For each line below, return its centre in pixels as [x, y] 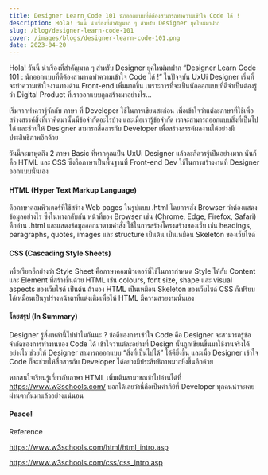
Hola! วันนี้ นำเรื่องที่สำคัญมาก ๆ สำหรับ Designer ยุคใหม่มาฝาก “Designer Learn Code [133, 68]
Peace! [21, 414]
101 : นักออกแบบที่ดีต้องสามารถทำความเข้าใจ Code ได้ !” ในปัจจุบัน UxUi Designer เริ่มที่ [132, 77]
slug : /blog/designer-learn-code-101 [72, 30]
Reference [26, 431]
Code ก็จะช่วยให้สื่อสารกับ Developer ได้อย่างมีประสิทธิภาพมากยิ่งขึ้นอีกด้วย [111, 361]
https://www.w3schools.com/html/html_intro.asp [89, 447]
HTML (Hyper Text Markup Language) [73, 190]
